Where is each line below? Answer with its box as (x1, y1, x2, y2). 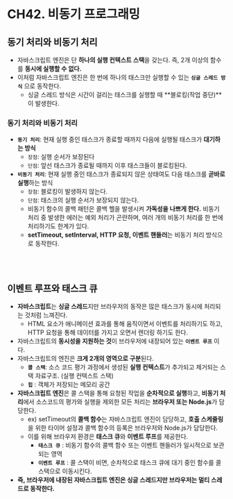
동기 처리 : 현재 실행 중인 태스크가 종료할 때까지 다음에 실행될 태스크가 (17, 135, 202, 144)
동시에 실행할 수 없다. (24, 65, 82, 73)
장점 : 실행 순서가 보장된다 (27, 153, 95, 161)
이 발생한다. (27, 99, 60, 108)
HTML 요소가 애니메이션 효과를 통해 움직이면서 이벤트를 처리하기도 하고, (27, 320, 223, 328)
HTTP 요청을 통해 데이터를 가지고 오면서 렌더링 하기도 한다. (27, 328, 189, 337)
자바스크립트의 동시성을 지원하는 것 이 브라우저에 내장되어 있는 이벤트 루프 (17, 337, 213, 346)
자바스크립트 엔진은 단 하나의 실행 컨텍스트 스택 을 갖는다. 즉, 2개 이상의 (17, 56, 209, 64)
